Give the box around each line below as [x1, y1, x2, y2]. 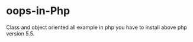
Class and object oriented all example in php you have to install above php [6, 24, 188, 31]
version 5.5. [6, 30, 35, 37]
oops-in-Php [6, 4, 70, 18]
